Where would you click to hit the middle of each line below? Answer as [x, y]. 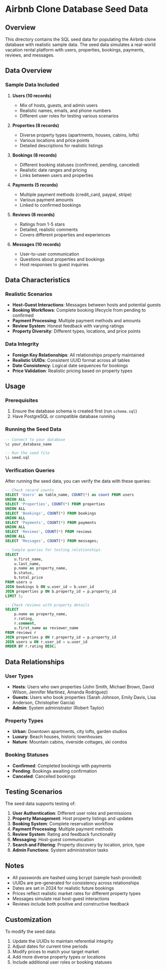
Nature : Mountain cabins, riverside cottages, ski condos [70, 742]
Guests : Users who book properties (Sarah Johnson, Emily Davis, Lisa [84, 697]
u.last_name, [28, 564]
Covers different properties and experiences [65, 234]
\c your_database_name [28, 444]
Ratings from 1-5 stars [42, 224]
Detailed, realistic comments [49, 229]
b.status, [24, 573]
